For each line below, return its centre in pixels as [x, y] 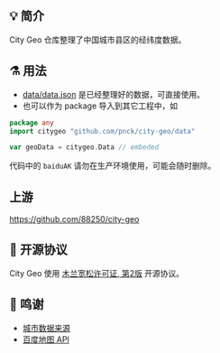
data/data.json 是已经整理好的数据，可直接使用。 [114, 94]
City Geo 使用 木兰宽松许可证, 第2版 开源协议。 [97, 273]
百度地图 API [46, 339]
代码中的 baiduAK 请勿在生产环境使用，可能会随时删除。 [113, 166]
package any [32, 123]
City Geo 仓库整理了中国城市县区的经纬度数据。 [98, 40]
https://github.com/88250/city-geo [74, 219]
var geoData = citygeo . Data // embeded [84, 147]
